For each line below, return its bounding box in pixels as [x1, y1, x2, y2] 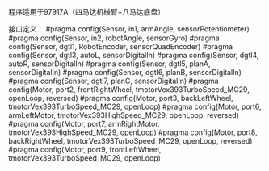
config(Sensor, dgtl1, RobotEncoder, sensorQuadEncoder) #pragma [8, 42, 233, 51]
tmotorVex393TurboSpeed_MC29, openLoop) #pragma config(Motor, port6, [8, 102, 262, 111]
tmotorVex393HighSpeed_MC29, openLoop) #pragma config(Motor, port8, [8, 127, 258, 137]
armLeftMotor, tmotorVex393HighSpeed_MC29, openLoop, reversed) [8, 111, 240, 119]
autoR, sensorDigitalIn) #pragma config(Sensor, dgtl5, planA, [8, 59, 212, 69]
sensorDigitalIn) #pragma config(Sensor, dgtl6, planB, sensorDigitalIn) [8, 68, 242, 77]
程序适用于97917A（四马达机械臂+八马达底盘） [8, 7, 166, 16]
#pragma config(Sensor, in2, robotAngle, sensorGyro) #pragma [8, 33, 220, 43]
